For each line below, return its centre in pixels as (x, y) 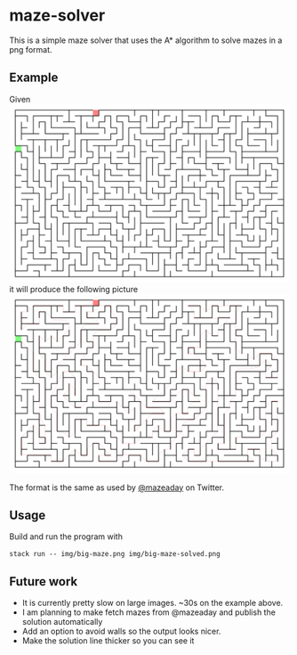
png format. (31, 49)
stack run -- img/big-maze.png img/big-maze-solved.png (115, 554)
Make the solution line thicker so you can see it (108, 641)
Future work (44, 581)
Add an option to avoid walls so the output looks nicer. (121, 631)
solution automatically (62, 622)
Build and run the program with (66, 536)
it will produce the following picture (74, 290)
